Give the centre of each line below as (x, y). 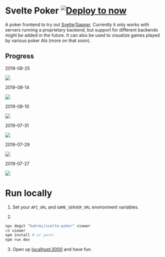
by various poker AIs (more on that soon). (48, 40)
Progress (19, 56)
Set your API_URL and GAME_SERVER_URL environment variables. (75, 207)
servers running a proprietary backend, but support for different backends (82, 29)
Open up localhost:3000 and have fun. (52, 249)
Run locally (29, 193)
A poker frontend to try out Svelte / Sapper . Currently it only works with (77, 24)
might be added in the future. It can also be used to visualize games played (82, 35)
